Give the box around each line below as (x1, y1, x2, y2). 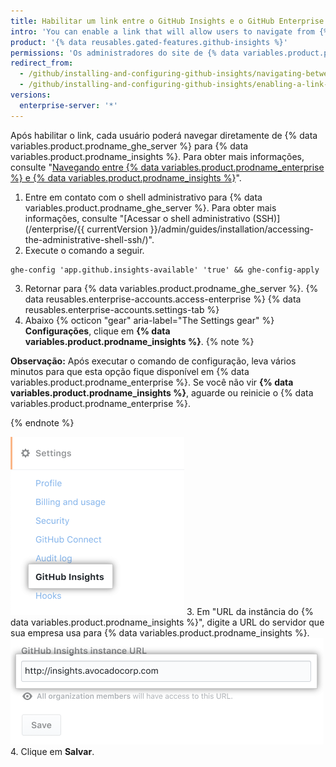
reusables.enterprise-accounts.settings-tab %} (24, 303, 220, 315)
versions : (10, 90, 52, 100)
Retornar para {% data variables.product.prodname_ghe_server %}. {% (24, 282, 319, 294)
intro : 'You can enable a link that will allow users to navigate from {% (10, 26, 329, 37)
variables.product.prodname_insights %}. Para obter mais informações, (10, 150, 305, 162)
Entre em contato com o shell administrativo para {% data (24, 191, 263, 203)
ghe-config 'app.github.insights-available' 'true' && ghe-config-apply (10, 265, 320, 275)
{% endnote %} (10, 416, 75, 429)
